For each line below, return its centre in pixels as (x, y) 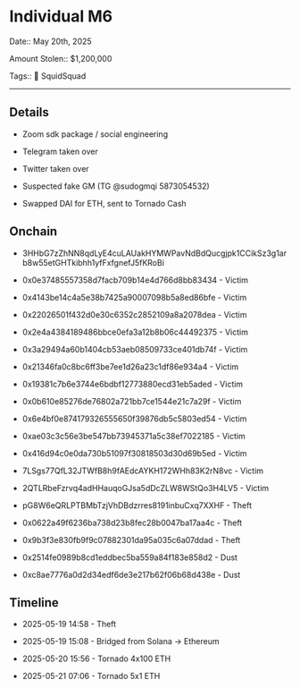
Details (29, 112)
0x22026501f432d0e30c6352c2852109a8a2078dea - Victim (134, 314)
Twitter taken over (55, 168)
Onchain (33, 231)
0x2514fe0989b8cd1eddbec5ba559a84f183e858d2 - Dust (130, 557)
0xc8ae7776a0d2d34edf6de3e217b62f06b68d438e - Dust (131, 574)
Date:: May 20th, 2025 (50, 41)
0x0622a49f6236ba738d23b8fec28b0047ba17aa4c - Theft (132, 522)
